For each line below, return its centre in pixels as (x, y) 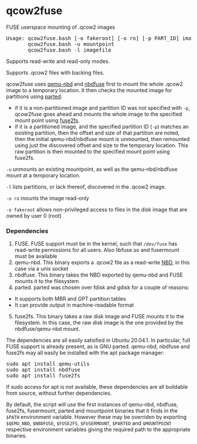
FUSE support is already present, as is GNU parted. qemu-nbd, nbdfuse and (98, 347)
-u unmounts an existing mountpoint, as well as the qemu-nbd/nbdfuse (92, 169)
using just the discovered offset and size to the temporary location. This (101, 145)
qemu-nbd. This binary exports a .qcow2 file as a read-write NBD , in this (102, 263)
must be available (36, 256)
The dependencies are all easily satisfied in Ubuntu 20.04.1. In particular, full (98, 340)
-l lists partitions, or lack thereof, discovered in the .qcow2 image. (86, 187)
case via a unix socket (41, 269)
